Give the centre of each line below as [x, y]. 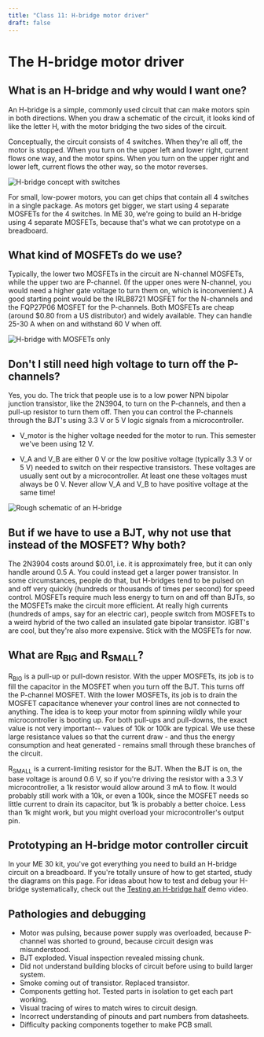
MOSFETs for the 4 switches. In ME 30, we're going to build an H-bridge [125, 214]
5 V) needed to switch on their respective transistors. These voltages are [137, 468]
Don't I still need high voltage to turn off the [117, 364]
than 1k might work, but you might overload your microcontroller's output [126, 812]
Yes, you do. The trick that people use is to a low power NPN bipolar [119, 395]
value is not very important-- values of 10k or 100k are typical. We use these [132, 728]
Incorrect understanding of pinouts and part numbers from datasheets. [134, 1017]
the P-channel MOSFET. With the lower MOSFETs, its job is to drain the [123, 695]
